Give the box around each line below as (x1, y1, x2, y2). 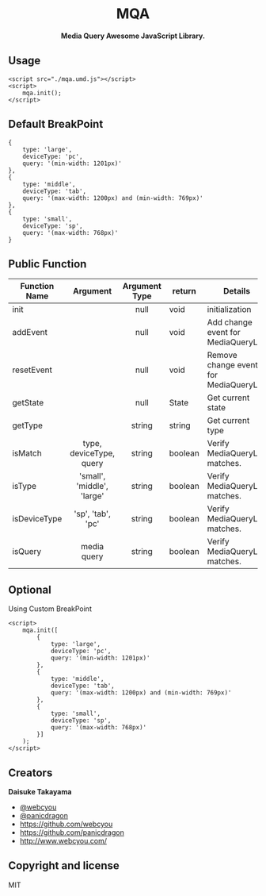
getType (12, 420, 44, 431)
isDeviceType (12, 513, 63, 525)
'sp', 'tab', (74, 509, 111, 520)
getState (12, 398, 44, 409)
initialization (207, 304, 252, 315)
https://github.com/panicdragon (19, 828, 124, 837)
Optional (8, 583, 51, 596)
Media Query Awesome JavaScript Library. (60, 31, 206, 40)
